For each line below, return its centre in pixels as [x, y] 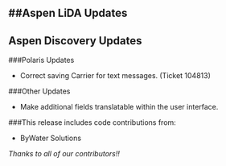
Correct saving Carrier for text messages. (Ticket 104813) [115, 76]
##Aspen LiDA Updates [68, 13]
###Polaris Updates [41, 60]
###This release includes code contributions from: [92, 122]
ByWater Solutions [51, 138]
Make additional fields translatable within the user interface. [119, 107]
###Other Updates [39, 91]
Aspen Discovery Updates [75, 41]
